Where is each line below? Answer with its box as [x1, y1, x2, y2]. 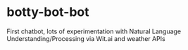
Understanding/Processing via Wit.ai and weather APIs [6, 34, 166, 42]
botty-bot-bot [6, 4, 89, 20]
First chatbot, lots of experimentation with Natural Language [6, 27, 181, 35]
